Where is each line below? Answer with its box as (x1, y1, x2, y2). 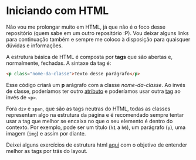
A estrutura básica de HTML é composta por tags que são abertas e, (6, 53, 173, 60)
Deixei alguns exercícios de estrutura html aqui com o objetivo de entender (6, 141, 188, 148)
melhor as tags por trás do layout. (6, 147, 88, 154)
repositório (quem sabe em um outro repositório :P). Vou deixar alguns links (6, 29, 189, 36)
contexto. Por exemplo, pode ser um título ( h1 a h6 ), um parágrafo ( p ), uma (6, 124, 186, 131)
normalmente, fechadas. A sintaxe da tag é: (6, 60, 111, 67)
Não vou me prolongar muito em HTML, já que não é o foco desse (6, 23, 166, 30)
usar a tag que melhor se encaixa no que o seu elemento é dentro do (6, 117, 173, 124)
